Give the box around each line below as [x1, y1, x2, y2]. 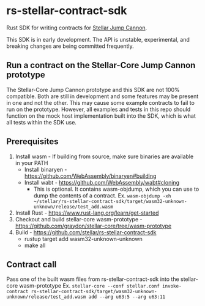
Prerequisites [6, 136, 59, 147]
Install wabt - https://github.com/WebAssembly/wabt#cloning [24, 178, 179, 186]
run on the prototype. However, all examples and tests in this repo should [6, 105, 191, 113]
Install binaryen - [24, 166, 67, 173]
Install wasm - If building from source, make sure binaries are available [15, 153, 194, 160]
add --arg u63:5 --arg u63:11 [88, 294, 166, 300]
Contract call [6, 259, 57, 270]
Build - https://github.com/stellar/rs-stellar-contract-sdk [15, 228, 157, 236]
